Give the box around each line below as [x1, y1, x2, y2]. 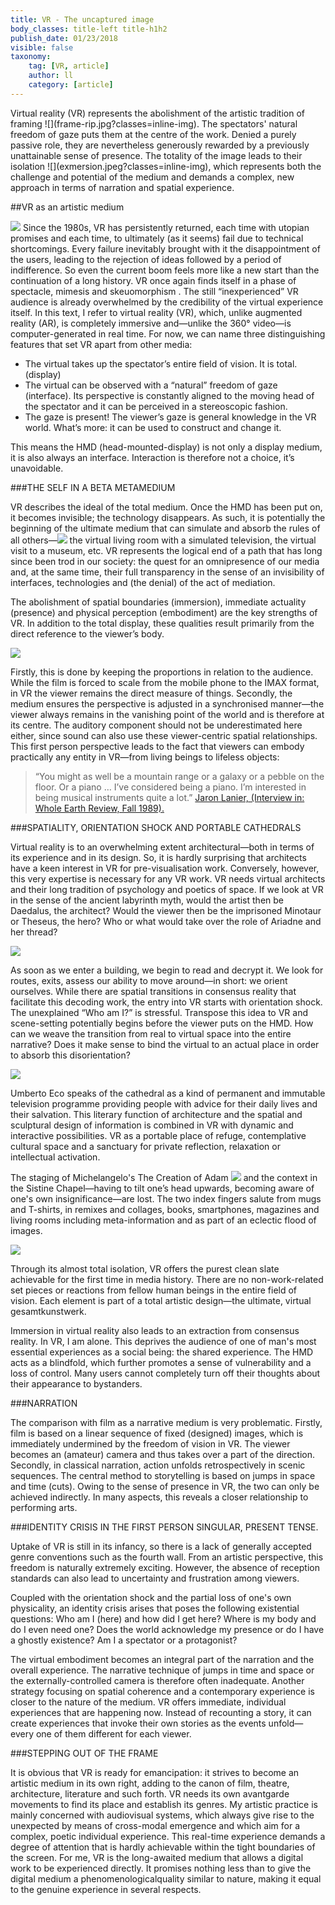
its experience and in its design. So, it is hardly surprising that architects [10, 851, 307, 863]
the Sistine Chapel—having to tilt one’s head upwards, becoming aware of [10, 1182, 315, 1194]
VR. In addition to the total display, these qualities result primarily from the [10, 617, 315, 629]
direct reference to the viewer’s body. [10, 627, 165, 640]
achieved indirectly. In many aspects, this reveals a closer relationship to [10, 1491, 309, 1503]
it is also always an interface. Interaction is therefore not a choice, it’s [10, 451, 295, 463]
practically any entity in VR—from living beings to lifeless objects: [10, 751, 280, 763]
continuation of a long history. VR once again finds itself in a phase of [10, 274, 297, 286]
